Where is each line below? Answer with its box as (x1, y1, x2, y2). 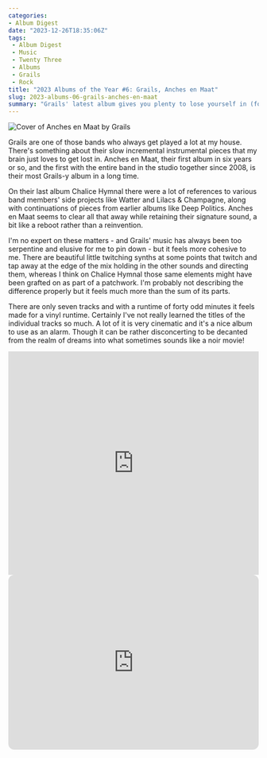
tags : (8, 33, 26, 42)
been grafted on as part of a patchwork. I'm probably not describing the (8, 278, 244, 288)
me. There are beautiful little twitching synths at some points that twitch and (8, 253, 257, 262)
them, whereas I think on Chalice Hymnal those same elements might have (8, 269, 253, 279)
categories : (8, 11, 48, 20)
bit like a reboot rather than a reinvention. (8, 220, 144, 230)
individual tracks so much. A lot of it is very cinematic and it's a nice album (8, 319, 253, 328)
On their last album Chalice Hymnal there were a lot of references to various (8, 187, 257, 196)
